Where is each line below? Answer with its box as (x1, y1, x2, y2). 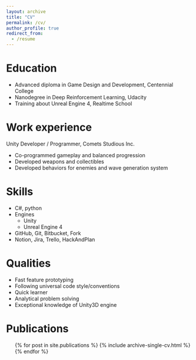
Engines (14, 210, 35, 218)
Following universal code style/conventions (14, 282, 120, 290)
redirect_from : (6, 31, 44, 37)
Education (6, 61, 57, 75)
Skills (6, 185, 34, 199)
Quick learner (14, 288, 48, 296)
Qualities (6, 257, 51, 270)
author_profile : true (6, 25, 59, 31)
